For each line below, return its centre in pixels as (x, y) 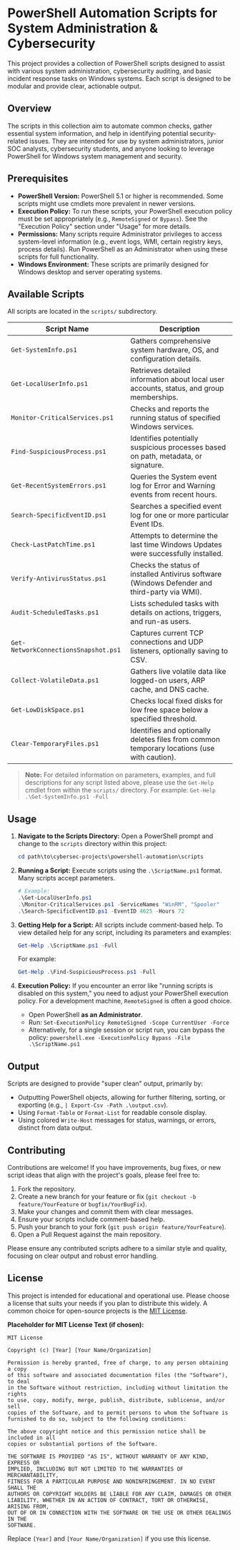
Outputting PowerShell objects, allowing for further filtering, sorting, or (121, 1098)
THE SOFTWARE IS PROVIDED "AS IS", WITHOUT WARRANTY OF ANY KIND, (108, 1456)
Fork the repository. (47, 1188)
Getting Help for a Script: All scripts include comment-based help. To (120, 925)
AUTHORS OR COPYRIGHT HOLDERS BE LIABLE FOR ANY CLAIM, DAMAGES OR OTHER (120, 1494)
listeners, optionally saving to (179, 651)
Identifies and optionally (170, 730)
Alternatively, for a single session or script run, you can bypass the (126, 1030)
